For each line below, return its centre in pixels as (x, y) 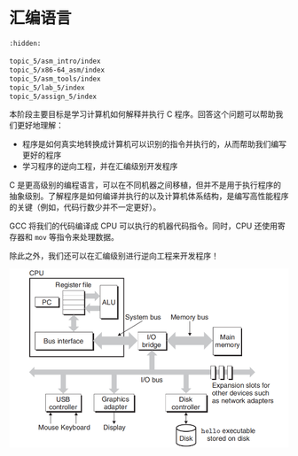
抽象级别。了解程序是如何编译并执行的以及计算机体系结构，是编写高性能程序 (149, 196)
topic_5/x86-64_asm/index (57, 70)
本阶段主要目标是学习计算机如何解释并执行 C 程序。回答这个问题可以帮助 (143, 114)
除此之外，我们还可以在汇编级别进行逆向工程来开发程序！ (114, 255)
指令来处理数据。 (88, 236)
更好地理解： (40, 125)
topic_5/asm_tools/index (55, 79)
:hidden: (25, 43)
